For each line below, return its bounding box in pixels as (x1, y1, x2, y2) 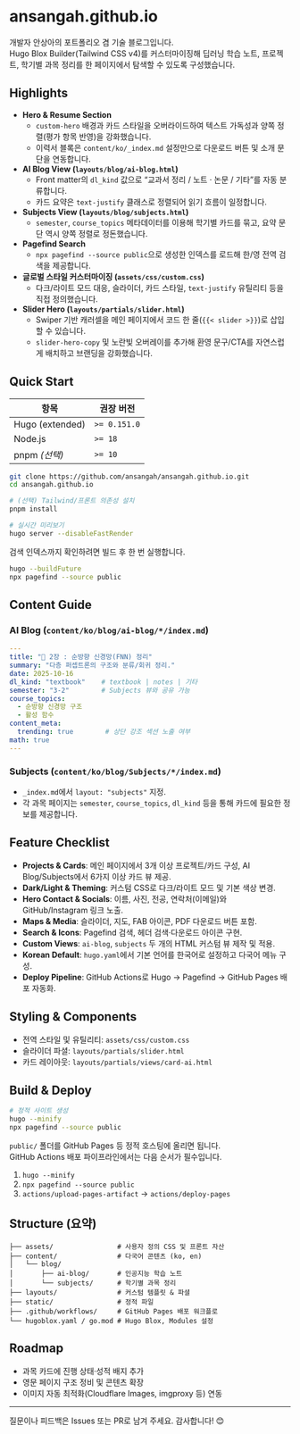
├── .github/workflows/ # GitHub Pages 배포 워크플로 (9, 1306, 219, 1316)
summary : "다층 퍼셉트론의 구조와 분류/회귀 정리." (9, 661, 176, 670)
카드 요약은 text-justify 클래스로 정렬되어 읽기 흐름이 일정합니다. (35, 196, 268, 207)
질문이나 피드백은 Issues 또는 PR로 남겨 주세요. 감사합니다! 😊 (9, 1415, 225, 1426)
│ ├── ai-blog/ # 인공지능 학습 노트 (9, 1269, 183, 1278)
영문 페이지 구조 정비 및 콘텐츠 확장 (21, 1377, 145, 1388)
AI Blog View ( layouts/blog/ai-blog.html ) (21, 163, 179, 174)
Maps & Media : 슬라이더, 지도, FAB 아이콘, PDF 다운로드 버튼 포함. (21, 915, 257, 926)
